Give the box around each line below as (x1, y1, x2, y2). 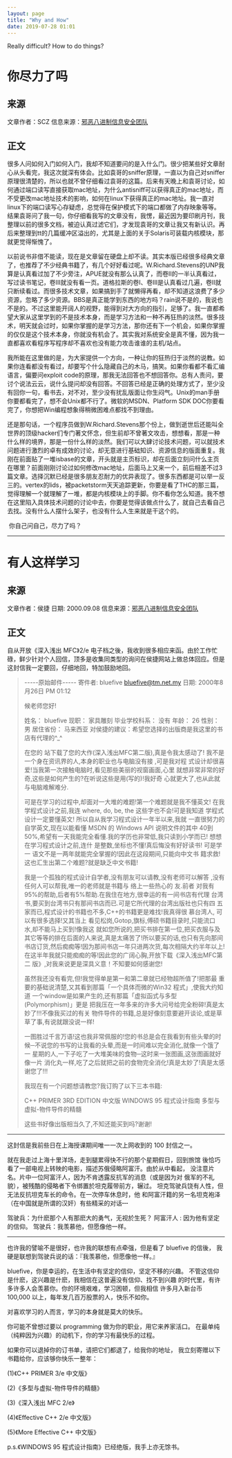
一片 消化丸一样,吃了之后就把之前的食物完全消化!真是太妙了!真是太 (30, 1058, 219, 1067)
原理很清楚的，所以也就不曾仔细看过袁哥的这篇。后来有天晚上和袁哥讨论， (7, 177, 219, 186)
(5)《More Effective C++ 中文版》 (7, 1428, 100, 1436)
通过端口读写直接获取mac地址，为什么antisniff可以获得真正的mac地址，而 (12, 186, 224, 194)
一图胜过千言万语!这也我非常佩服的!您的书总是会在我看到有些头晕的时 (23, 1033, 222, 1040)
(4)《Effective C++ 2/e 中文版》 (7, 1414, 95, 1421)
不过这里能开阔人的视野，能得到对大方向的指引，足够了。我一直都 (30, 304, 219, 312)
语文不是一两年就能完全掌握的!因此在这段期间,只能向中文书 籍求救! (32, 850, 221, 857)
